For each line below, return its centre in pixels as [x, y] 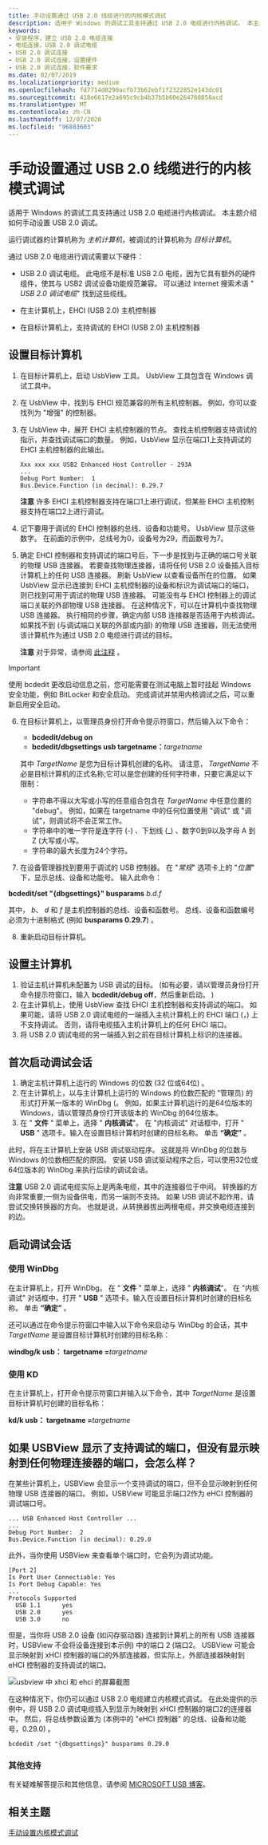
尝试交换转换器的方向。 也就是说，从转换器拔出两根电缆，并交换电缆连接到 [132, 1207]
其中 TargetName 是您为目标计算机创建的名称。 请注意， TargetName [135, 764]
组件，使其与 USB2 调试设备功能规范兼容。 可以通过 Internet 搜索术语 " [137, 283]
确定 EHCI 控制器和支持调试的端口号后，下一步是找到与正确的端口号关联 [138, 555]
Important [24, 668]
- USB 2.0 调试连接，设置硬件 [53, 61]
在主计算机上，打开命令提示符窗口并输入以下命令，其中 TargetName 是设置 [132, 1393]
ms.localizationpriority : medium [64, 82]
